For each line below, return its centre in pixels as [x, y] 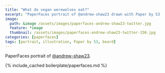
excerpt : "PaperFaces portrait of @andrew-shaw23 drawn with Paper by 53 [83, 14]
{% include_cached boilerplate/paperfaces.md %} [56, 65]
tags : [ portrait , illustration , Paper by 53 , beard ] [61, 42]
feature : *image [26, 28]
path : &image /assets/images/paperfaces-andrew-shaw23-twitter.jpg [81, 23]
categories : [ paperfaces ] [32, 37]
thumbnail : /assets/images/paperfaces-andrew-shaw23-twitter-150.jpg [82, 33]
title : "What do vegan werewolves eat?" [47, 10]
